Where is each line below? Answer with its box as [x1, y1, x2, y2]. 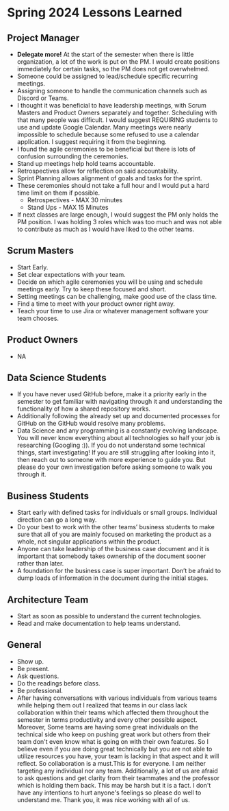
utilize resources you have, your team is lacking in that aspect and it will [16, 752, 219, 760]
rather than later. [16, 559, 64, 568]
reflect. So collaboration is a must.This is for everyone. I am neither [16, 759, 206, 767]
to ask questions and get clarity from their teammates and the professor [16, 773, 220, 782]
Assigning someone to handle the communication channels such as [16, 87, 207, 95]
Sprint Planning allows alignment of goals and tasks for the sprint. [16, 174, 202, 182]
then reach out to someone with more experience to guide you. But [16, 456, 206, 464]
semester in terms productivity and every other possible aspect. [16, 715, 198, 724]
